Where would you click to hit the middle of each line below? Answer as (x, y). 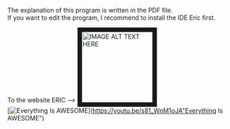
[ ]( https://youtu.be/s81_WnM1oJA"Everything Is (115, 111)
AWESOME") (26, 118)
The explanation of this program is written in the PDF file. (90, 10)
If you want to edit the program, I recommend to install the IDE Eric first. (111, 18)
